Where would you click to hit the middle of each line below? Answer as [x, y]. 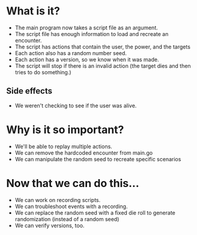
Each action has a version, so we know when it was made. [87, 59]
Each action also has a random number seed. [71, 53]
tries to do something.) [43, 72]
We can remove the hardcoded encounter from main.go [84, 153]
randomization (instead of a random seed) [67, 219]
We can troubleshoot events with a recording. [71, 206]
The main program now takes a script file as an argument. [86, 28]
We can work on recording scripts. [58, 200]
